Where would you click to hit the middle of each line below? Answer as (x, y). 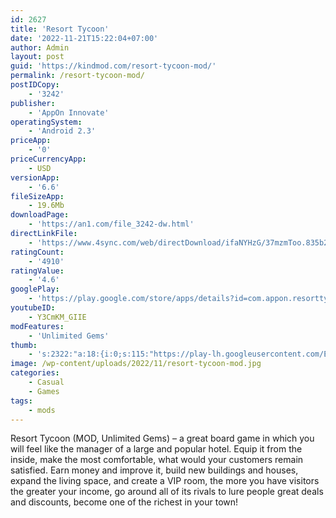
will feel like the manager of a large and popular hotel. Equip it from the (156, 449)
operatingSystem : (46, 122)
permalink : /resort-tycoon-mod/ (77, 76)
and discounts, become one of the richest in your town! (124, 502)
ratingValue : (37, 271)
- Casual (46, 382)
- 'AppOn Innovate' (69, 112)
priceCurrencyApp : (48, 159)
